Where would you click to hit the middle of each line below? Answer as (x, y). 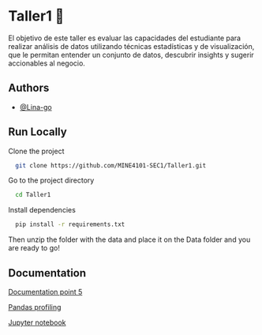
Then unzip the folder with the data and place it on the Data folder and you (129, 239)
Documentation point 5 (45, 292)
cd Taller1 (33, 195)
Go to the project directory (51, 180)
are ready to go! (34, 248)
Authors (29, 88)
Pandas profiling (35, 307)
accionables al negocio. (47, 63)
